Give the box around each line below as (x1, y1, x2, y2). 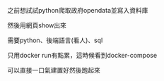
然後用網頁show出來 (7, 21, 67, 30)
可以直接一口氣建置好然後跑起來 (7, 66, 100, 74)
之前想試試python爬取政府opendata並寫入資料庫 (7, 6, 148, 14)
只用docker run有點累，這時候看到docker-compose (7, 51, 158, 59)
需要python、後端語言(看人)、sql (7, 36, 103, 44)
